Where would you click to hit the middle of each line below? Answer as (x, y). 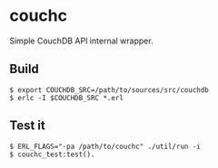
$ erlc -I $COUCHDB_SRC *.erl (67, 98)
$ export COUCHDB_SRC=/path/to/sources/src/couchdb (109, 90)
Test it (27, 126)
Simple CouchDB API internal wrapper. (81, 41)
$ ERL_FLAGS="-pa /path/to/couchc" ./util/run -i (105, 146)
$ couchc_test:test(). (52, 154)
